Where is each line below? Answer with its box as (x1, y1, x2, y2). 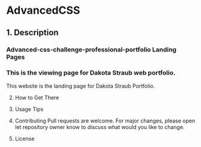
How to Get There (14, 94, 59, 101)
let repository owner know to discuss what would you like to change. (14, 123, 185, 130)
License (14, 135, 35, 142)
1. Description (6, 27, 59, 38)
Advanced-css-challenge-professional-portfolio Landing (6, 45, 177, 54)
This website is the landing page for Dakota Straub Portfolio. (6, 82, 155, 90)
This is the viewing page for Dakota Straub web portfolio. (6, 69, 176, 77)
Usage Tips (14, 105, 44, 112)
